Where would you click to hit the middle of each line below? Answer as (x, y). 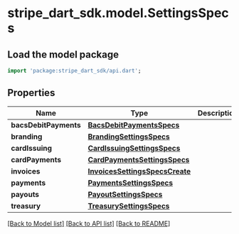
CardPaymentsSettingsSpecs (139, 159)
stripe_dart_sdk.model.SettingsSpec (118, 13)
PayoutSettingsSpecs (125, 194)
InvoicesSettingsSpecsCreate (139, 171)
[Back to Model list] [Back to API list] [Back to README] (89, 223)
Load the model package (63, 54)
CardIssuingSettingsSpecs (134, 148)
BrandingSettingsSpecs (129, 137)
